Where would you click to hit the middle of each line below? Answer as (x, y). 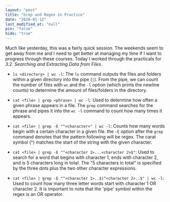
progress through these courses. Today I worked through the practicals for (83, 59)
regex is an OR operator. (38, 194)
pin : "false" (19, 29)
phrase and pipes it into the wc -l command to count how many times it (87, 111)
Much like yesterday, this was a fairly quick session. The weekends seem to (84, 48)
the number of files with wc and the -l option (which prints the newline (86, 85)
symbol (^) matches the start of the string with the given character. (82, 142)
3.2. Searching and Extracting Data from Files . (54, 64)
